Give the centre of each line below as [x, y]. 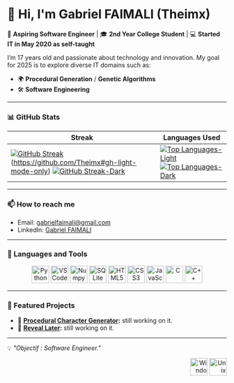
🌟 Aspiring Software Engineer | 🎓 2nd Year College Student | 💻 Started [114, 33]
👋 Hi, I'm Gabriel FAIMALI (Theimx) [109, 14]
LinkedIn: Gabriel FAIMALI [54, 230]
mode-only [30, 172]
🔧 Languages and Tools [47, 254]
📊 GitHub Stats [34, 117]
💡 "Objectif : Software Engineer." [54, 348]
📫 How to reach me [41, 204]
